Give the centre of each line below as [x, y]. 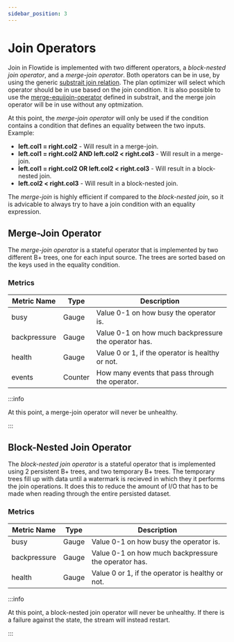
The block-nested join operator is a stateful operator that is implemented [112, 464]
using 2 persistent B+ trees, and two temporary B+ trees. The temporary [111, 471]
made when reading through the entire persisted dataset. [90, 494]
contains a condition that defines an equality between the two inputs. [107, 125]
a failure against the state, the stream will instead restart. [89, 620]
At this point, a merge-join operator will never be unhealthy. [93, 412]
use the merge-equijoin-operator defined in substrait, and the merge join [112, 97]
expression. [25, 211]
